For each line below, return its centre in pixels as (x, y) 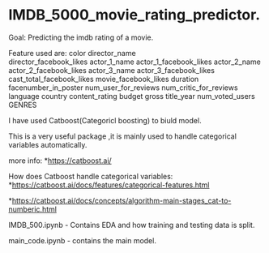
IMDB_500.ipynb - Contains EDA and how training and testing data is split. (132, 225)
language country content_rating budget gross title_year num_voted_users (132, 96)
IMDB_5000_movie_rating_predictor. (134, 15)
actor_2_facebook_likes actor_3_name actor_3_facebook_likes (111, 70)
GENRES (23, 105)
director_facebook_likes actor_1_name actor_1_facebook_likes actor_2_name (134, 62)
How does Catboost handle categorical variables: (91, 176)
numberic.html (32, 209)
